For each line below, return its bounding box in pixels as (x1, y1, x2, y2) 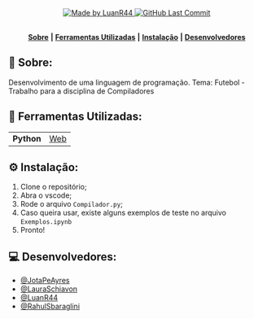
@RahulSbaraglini (20, 301, 80, 312)
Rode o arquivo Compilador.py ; (20, 199, 124, 209)
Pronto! (20, 225, 46, 235)
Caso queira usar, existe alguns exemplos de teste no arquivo (20, 208, 226, 218)
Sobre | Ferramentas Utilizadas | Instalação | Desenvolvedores (28, 33, 246, 42)
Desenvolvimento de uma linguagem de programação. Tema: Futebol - (8, 77, 246, 87)
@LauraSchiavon (20, 284, 78, 294)
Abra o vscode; (20, 190, 72, 200)
